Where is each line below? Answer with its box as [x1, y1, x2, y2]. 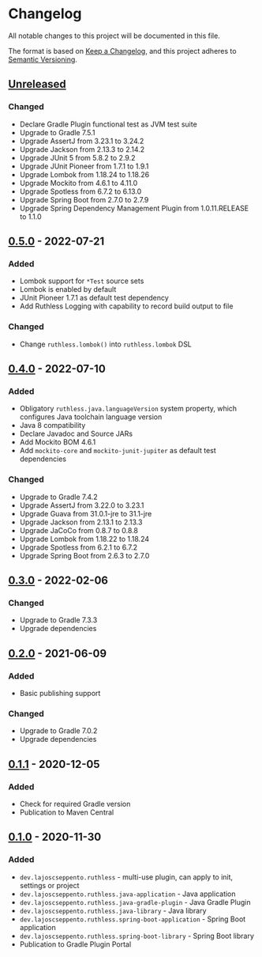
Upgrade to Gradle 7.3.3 [19, 615, 98, 625]
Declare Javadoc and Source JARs [19, 429, 133, 439]
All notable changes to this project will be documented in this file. [8, 31, 221, 40]
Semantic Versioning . [8, 55, 77, 64]
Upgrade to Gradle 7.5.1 [19, 127, 96, 137]
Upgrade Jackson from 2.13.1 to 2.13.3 [19, 517, 143, 527]
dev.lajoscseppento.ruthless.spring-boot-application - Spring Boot [19, 914, 246, 924]
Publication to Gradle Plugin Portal [19, 939, 132, 949]
